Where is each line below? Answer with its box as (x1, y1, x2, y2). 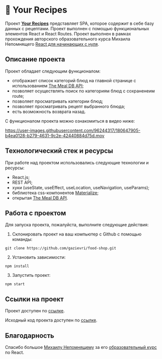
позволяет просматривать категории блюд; (12, 98, 103, 104)
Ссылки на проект (5, 295, 64, 303)
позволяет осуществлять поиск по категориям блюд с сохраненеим (12, 88, 155, 94)
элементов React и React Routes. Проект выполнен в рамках (5, 31, 131, 36)
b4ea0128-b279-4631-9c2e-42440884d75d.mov (5, 132, 105, 138)
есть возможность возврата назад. (12, 108, 86, 114)
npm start (5, 282, 25, 287)
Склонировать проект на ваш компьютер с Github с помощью (12, 231, 142, 237)
